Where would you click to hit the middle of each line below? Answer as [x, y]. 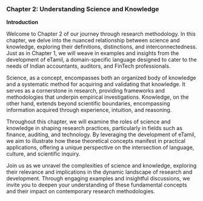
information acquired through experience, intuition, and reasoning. [89, 110]
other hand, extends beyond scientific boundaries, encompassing [88, 104]
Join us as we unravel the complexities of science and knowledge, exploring [101, 166]
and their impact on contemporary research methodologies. [81, 191]
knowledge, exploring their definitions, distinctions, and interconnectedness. [102, 47]
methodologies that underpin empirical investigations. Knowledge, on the [98, 97]
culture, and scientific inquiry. [43, 154]
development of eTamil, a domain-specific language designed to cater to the [101, 60]
